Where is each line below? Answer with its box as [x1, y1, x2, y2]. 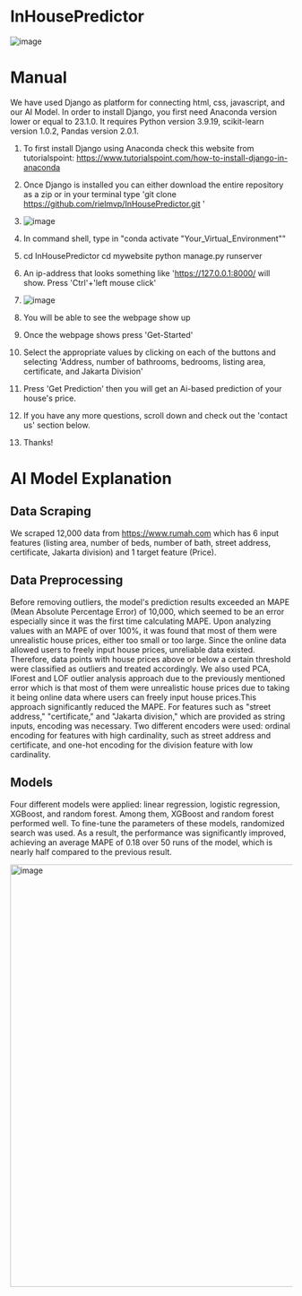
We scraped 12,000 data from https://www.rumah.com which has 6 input [10, 527, 280, 539]
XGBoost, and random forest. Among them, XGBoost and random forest [10, 808, 274, 819]
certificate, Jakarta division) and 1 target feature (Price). [10, 547, 217, 557]
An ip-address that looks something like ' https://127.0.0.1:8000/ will [22, 267, 271, 279]
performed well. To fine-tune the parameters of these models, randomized [10, 817, 285, 828]
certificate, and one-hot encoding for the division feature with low [10, 739, 254, 750]
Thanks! [22, 436, 54, 447]
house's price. [22, 393, 77, 403]
